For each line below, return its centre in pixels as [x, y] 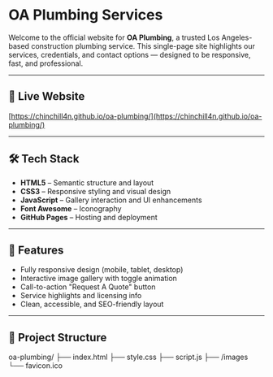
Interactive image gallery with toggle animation [98, 279]
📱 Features [36, 250]
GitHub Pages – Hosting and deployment [89, 217]
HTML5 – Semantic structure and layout [87, 182]
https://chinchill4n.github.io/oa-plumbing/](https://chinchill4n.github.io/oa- [136, 116]
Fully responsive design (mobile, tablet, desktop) [102, 270]
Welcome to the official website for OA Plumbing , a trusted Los [114, 37]
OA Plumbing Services [86, 15]
